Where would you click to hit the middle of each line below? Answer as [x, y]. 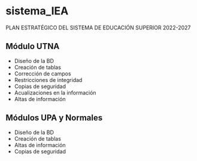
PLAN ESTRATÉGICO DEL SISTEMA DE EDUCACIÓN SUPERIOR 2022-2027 [98, 28]
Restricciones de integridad [48, 80]
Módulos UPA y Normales [54, 118]
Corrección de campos [43, 74]
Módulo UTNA [33, 46]
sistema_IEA [37, 11]
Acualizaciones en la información [55, 92]
